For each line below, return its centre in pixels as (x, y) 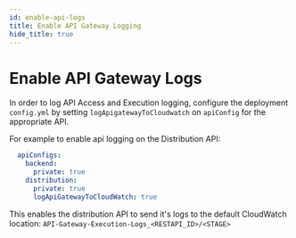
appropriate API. (39, 122)
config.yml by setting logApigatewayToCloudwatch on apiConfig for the (137, 112)
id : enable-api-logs (48, 17)
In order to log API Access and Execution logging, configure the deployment (148, 103)
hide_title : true (41, 34)
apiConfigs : (40, 156)
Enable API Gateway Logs (106, 78)
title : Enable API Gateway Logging (75, 26)
